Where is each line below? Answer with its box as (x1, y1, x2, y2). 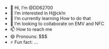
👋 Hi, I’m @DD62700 (10, 5, 53, 10)
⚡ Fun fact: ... (10, 39, 38, 45)
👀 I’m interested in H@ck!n (10, 10, 66, 16)
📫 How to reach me (10, 26, 52, 32)
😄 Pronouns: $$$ (10, 33, 48, 39)
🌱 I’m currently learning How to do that (10, 15, 91, 21)
